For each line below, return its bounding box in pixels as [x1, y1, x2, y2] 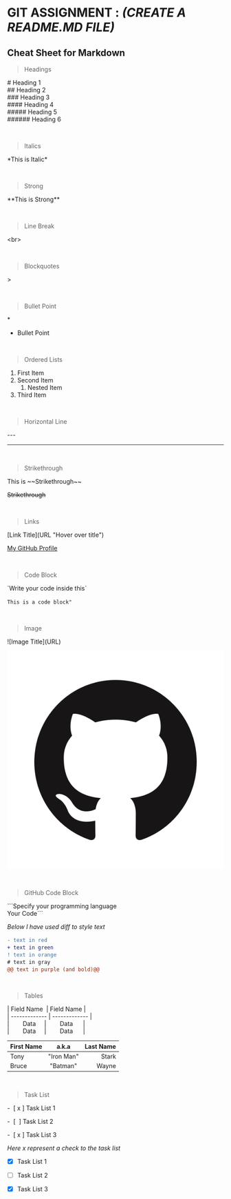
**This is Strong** [7, 195, 60, 203]
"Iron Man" [47, 1052, 79, 1060]
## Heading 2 [7, 86, 46, 94]
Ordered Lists [23, 356, 63, 363]
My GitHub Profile [7, 544, 58, 552]
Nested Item [27, 384, 63, 391]
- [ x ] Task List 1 [7, 1104, 56, 1112]
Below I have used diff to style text [7, 923, 105, 931]
